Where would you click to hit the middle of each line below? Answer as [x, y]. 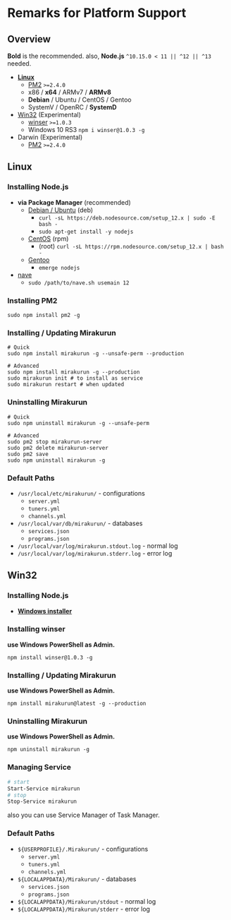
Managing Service [39, 767]
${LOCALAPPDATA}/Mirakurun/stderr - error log [83, 909]
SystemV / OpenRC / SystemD [73, 107]
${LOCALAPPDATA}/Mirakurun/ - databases [77, 879]
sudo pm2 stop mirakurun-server [55, 442]
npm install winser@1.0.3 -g [50, 657]
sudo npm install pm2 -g [44, 315]
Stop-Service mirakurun [42, 802]
